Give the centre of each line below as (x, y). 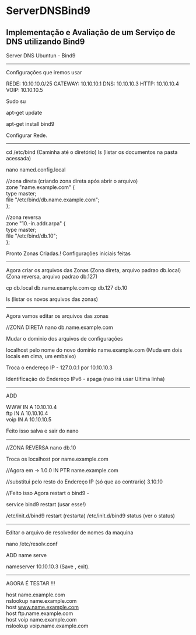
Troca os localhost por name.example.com (57, 459)
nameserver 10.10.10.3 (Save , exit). (48, 567)
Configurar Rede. (27, 135)
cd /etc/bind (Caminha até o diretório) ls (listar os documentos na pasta (92, 152)
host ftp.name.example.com (40, 613)
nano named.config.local (36, 170)
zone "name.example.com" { (41, 187)
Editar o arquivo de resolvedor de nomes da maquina (70, 533)
